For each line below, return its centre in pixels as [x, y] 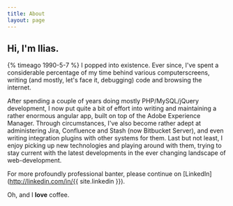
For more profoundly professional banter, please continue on [95, 174]
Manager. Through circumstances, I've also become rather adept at [104, 124]
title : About [26, 14]
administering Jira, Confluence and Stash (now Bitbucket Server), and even [116, 131]
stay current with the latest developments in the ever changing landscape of [116, 153]
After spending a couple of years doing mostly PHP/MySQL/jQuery [103, 101]
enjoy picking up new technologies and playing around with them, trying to [114, 146]
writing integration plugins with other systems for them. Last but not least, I [115, 138]
